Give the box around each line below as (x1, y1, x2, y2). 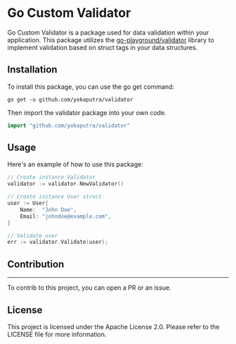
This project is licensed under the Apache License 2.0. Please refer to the (7, 322, 220, 331)
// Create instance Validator (7, 174, 96, 181)
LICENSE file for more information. (7, 330, 107, 338)
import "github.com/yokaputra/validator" (7, 122, 131, 129)
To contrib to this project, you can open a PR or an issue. (7, 283, 172, 292)
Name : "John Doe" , (20, 206, 77, 213)
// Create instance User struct (7, 193, 102, 200)
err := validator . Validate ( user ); (7, 238, 109, 246)
